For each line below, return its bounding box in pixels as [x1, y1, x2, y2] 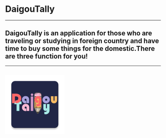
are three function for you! [5, 52, 88, 61]
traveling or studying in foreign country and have [5, 37, 159, 45]
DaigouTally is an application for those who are [5, 29, 152, 37]
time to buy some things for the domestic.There [5, 44, 155, 53]
